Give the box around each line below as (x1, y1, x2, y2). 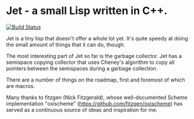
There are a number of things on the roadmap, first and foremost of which (6, 76, 185, 83)
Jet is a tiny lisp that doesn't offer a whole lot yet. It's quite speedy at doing (6, 35, 188, 42)
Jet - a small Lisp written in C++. (6, 4, 168, 18)
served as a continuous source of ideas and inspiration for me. (6, 106, 158, 113)
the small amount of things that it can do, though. (6, 41, 125, 48)
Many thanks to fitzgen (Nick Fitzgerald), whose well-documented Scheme (6, 94, 188, 101)
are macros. (6, 82, 35, 89)
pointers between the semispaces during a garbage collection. (6, 64, 158, 72)
